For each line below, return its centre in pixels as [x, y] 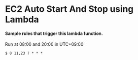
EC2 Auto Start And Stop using [69, 9]
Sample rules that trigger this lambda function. [54, 33]
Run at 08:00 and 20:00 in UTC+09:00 [44, 44]
